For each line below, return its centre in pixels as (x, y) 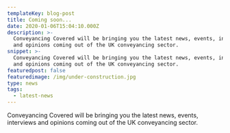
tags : (15, 89)
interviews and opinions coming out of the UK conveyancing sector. (103, 122)
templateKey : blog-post (41, 13)
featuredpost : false (37, 70)
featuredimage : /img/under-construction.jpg (72, 77)
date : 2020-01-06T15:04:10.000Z (53, 26)
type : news (23, 83)
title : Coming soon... (39, 20)
